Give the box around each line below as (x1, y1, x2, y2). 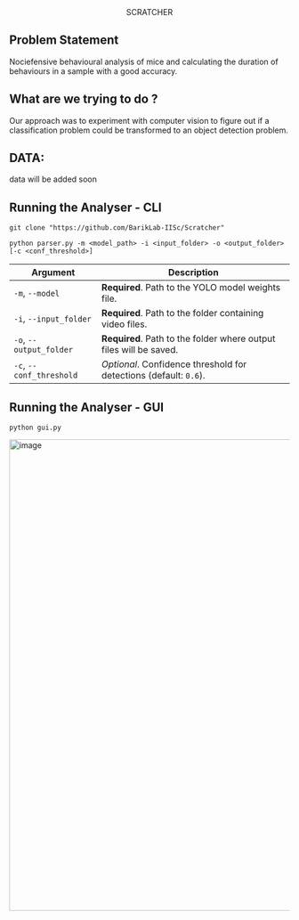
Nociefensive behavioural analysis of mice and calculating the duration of (9, 56, 279, 67)
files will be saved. (101, 344, 179, 356)
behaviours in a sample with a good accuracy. (9, 65, 178, 77)
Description (167, 266, 220, 279)
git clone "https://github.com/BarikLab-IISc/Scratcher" (9, 224, 225, 232)
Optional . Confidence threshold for (101, 358, 247, 370)
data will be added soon (9, 174, 98, 184)
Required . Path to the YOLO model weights (101, 281, 281, 294)
